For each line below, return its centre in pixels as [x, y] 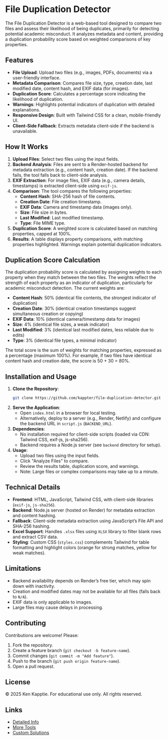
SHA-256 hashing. [31, 526]
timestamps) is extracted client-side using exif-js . [65, 186]
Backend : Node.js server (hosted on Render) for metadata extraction [84, 510]
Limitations [23, 569]
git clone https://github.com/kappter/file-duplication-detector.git [87, 398]
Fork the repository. [33, 645]
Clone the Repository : [36, 389]
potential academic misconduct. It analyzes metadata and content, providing [84, 34]
